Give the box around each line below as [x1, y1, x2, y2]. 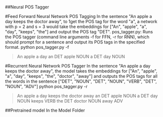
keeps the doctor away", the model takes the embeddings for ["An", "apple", [5, 68, 158, 74]
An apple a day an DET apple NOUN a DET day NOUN [17, 54, 125, 59]
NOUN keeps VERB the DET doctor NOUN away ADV [17, 98, 123, 103]
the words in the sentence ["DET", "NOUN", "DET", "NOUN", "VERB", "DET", [5, 78, 157, 84]
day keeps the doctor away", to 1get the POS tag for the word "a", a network [5, 19, 158, 24]
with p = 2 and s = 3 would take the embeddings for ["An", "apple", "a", [5, 24, 147, 29]
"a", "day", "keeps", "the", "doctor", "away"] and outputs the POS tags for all [5, 73, 158, 79]
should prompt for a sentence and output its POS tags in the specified [5, 39, 145, 45]
